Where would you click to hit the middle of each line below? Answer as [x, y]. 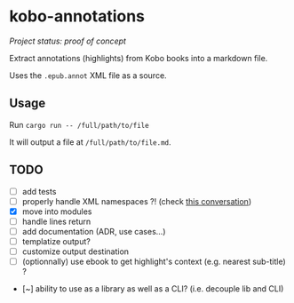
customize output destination [75, 251]
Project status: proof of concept [68, 41]
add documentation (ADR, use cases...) [94, 231]
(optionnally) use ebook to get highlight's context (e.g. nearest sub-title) [154, 261]
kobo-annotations [77, 16]
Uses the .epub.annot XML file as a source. [88, 75]
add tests [39, 191]
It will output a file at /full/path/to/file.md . [90, 142]
